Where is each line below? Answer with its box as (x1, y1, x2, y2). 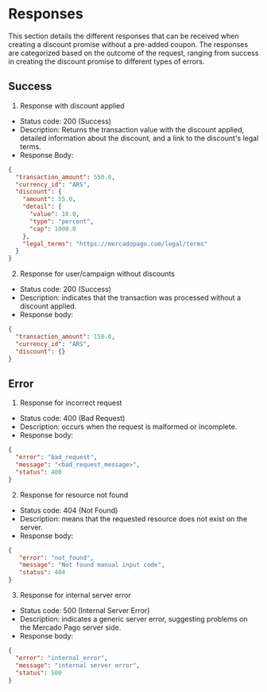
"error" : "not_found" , (18, 553, 94, 562)
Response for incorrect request (19, 398, 122, 407)
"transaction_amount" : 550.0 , (15, 173, 115, 181)
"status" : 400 (15, 468, 62, 476)
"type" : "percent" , (29, 217, 94, 226)
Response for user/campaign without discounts (19, 269, 175, 279)
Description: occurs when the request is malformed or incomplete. (19, 422, 238, 431)
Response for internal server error (19, 591, 131, 600)
